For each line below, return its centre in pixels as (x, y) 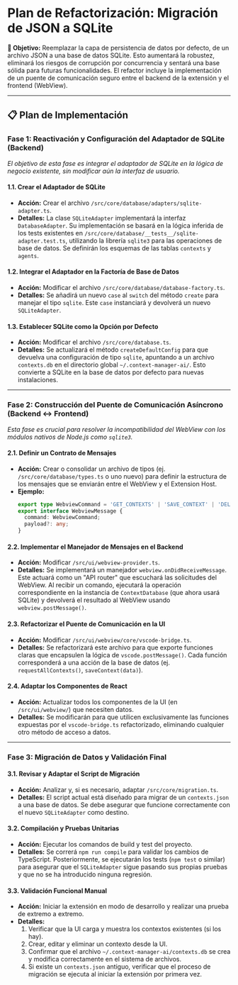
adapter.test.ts (41, 241)
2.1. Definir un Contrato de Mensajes (62, 453)
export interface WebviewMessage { (70, 511)
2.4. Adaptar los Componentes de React (67, 686)
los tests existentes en (50, 233)
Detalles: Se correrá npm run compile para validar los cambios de (113, 852)
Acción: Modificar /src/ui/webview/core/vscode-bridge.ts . (104, 640)
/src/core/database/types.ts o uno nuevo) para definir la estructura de (122, 476)
